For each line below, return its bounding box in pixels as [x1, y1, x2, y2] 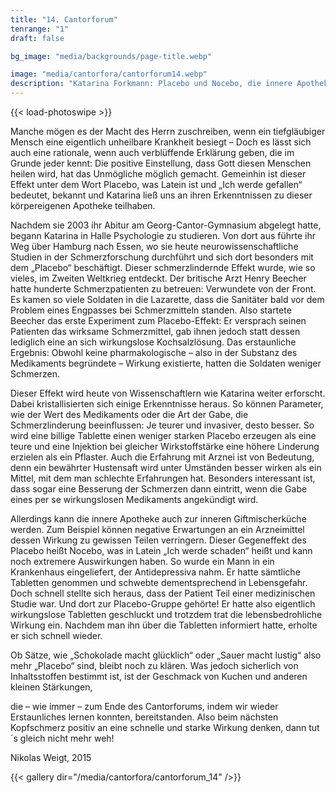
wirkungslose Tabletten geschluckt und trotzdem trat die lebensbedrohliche [10, 609, 323, 620]
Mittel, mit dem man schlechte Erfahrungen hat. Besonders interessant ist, [10, 472, 316, 484]
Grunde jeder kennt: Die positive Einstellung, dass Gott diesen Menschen [10, 157, 312, 169]
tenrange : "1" [10, 24, 70, 34]
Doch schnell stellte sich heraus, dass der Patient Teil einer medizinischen [10, 587, 316, 599]
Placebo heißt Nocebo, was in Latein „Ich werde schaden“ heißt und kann [10, 545, 313, 556]
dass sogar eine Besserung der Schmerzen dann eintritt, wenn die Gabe [10, 483, 308, 495]
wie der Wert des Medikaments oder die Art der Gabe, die [10, 409, 249, 420]
